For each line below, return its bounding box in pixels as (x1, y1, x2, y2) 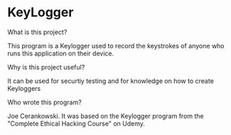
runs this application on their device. (7, 49, 114, 58)
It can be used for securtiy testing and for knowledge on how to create (7, 76, 215, 85)
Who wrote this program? (7, 97, 82, 107)
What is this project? (7, 28, 68, 36)
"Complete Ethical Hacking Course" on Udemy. (7, 119, 146, 128)
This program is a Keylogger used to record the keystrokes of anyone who (7, 41, 225, 50)
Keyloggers (7, 84, 41, 92)
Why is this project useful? (7, 63, 85, 71)
